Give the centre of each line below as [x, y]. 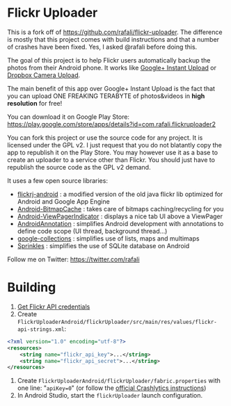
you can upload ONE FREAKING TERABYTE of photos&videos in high [106, 96]
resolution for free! [35, 103]
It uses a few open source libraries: [57, 180]
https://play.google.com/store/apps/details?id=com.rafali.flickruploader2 [111, 124]
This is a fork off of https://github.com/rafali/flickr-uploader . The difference [115, 32]
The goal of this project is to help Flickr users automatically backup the [109, 60]
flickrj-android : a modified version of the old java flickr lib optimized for [120, 194]
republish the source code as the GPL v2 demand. [79, 167]
